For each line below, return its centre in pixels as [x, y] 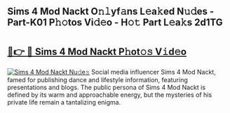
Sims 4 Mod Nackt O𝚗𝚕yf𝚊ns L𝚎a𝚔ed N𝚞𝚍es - [111, 12]
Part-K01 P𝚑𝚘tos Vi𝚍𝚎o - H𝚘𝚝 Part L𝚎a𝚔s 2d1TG [115, 23]
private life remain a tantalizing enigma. [64, 102]
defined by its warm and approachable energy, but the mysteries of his [110, 95]
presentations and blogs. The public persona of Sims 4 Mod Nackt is [106, 87]
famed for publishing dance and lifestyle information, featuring [97, 80]
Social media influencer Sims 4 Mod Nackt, [153, 72]
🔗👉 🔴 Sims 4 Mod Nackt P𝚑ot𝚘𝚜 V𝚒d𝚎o [97, 52]
